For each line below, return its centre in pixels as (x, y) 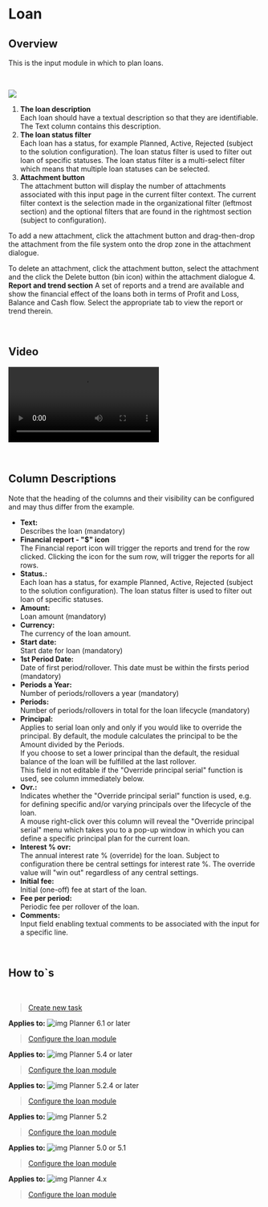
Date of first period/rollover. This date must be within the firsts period (134, 667)
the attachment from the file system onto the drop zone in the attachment (130, 244)
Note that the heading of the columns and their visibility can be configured (131, 498)
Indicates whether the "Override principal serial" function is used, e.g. (135, 796)
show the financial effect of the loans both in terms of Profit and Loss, (124, 294)
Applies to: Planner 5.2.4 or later (73, 1086)
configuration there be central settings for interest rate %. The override (137, 864)
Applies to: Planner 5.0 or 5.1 (67, 1148)
